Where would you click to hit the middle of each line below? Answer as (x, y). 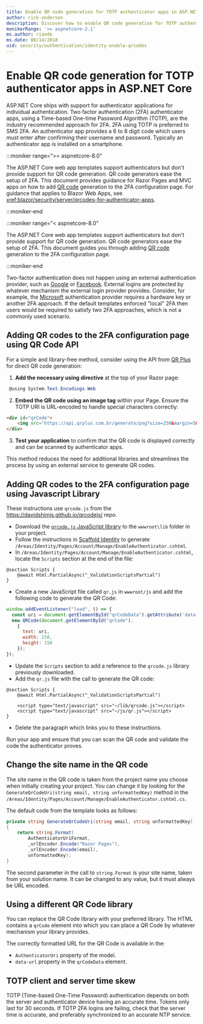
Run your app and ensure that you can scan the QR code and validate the (97, 739)
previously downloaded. (45, 672)
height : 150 (37, 643)
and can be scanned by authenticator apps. (69, 447)
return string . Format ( (46, 833)
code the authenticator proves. (45, 745)
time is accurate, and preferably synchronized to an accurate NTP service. (99, 1015)
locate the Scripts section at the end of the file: (74, 559)
